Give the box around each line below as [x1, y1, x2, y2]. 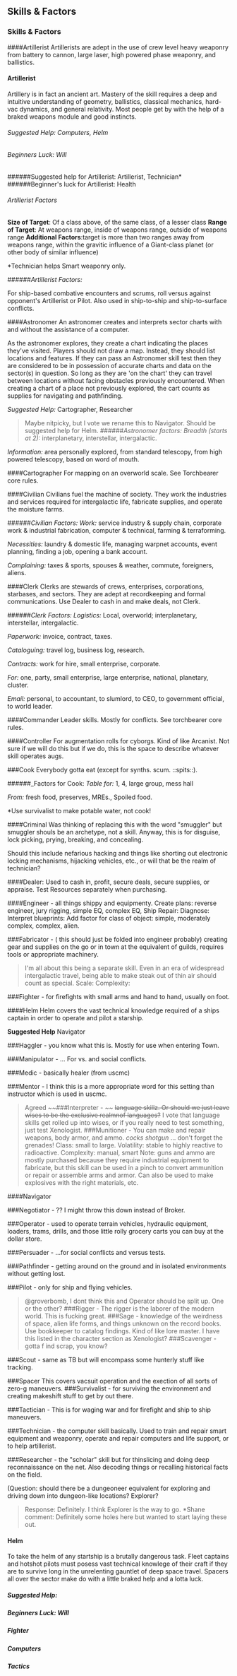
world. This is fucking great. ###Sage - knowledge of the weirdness [24, 1311, 224, 1320]
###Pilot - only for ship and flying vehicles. [7, 1282, 133, 1292]
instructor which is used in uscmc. [7, 1090, 107, 1098]
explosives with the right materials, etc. [24, 1178, 139, 1186]
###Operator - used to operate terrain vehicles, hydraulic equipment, [7, 1219, 209, 1228]
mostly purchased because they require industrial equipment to [24, 1155, 209, 1164]
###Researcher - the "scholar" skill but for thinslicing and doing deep [7, 1455, 209, 1463]
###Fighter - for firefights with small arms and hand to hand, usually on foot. [7, 992, 231, 1001]
